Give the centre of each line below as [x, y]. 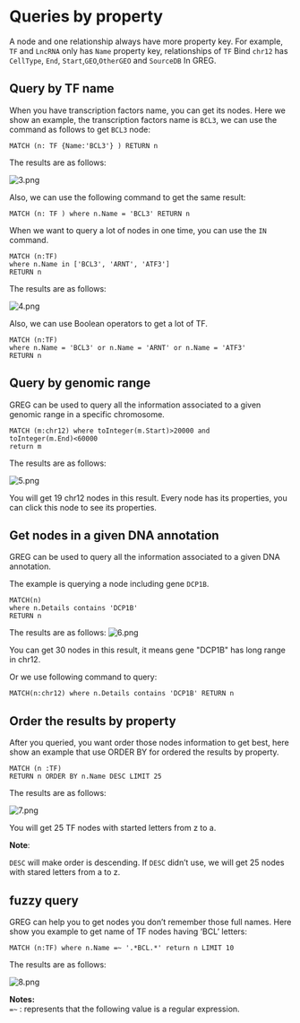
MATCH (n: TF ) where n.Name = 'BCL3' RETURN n [100, 214]
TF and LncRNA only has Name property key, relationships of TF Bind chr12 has [149, 50]
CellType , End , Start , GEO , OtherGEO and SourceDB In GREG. [113, 60]
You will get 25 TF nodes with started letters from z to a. [113, 828]
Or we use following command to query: [83, 677]
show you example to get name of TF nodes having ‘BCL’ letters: [129, 931]
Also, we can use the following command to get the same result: [128, 197]
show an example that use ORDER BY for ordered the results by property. [144, 752]
